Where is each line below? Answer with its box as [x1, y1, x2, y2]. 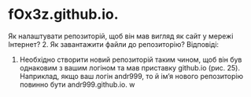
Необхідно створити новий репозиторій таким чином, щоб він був [19, 55, 242, 64]
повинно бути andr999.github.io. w [19, 80, 135, 89]
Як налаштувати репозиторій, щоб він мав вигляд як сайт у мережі [8, 31, 234, 41]
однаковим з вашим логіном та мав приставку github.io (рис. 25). [19, 63, 240, 72]
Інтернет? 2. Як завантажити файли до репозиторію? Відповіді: [8, 39, 219, 48]
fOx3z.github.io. [8, 5, 119, 23]
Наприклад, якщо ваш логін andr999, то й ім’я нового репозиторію [19, 71, 244, 81]
